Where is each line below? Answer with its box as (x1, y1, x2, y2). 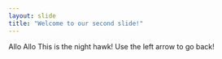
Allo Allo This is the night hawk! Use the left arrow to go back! (8, 41, 215, 51)
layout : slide (8, 11, 57, 20)
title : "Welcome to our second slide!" (8, 19, 144, 27)
